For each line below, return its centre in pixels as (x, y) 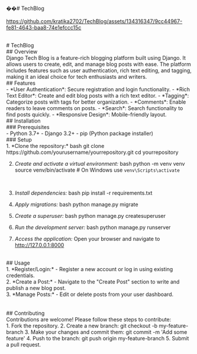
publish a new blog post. (36, 288)
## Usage (18, 263)
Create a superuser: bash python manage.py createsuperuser (90, 216)
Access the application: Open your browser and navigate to (87, 239)
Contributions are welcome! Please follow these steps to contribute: (89, 319)
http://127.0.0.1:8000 (39, 245)
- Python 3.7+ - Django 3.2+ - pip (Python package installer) (80, 133)
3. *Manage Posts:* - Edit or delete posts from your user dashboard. (90, 294)
